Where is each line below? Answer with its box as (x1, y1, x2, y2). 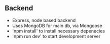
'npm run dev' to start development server (12, 33, 101, 39)
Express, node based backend (12, 17, 76, 23)
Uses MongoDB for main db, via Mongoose (12, 22, 102, 28)
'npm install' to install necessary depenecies (12, 27, 105, 34)
